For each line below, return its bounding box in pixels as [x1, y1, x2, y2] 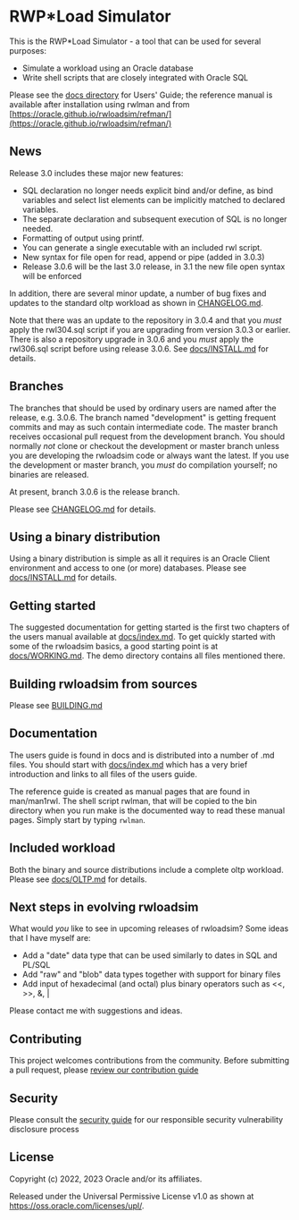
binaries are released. [9, 469, 89, 479]
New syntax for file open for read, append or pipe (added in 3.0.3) [21, 251, 265, 262]
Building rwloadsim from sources [9, 676, 198, 691]
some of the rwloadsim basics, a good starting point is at [9, 641, 219, 652]
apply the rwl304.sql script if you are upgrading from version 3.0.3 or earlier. [9, 324, 291, 335]
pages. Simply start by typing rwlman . [9, 814, 145, 825]
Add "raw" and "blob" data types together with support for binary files [21, 969, 281, 980]
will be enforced [21, 270, 82, 281]
